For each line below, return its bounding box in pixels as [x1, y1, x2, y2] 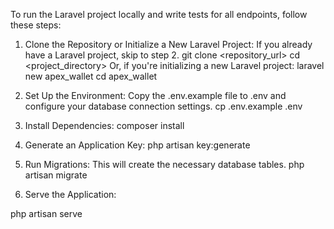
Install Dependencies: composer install [24, 120, 185, 131]
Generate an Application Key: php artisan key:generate [24, 139, 251, 151]
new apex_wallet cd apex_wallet [24, 70, 158, 82]
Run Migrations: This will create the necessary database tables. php [24, 159, 305, 170]
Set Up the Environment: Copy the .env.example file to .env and [24, 90, 287, 101]
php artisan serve [10, 208, 83, 219]
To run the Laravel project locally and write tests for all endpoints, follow [10, 9, 308, 20]
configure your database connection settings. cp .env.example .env [24, 100, 303, 112]
